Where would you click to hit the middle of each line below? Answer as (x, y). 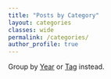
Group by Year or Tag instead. (56, 66)
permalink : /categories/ (48, 37)
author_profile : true (43, 45)
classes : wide (31, 30)
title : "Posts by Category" (54, 15)
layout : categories (40, 23)
